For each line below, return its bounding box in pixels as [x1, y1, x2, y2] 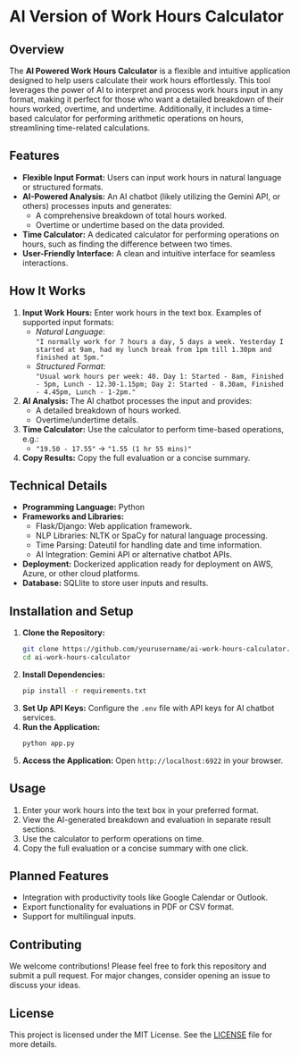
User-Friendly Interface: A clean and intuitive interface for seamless [21, 247, 276, 258]
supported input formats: [21, 316, 114, 327]
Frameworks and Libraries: [21, 511, 125, 522]
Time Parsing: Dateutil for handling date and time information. [35, 540, 262, 550]
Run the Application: [21, 721, 101, 732]
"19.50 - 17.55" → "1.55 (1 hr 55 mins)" [35, 442, 192, 453]
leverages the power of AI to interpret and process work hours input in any [9, 85, 284, 95]
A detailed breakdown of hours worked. [35, 405, 181, 415]
